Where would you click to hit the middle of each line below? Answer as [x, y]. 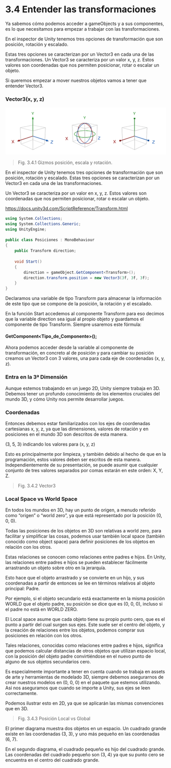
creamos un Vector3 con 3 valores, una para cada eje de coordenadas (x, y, [85, 358]
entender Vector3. [24, 86]
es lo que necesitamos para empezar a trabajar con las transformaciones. [83, 29]
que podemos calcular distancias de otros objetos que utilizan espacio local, [86, 651]
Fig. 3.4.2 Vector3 [37, 485]
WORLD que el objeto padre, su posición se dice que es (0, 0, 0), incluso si [84, 604]
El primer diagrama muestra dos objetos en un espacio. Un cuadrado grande [86, 729]
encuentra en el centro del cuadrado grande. [52, 760]
